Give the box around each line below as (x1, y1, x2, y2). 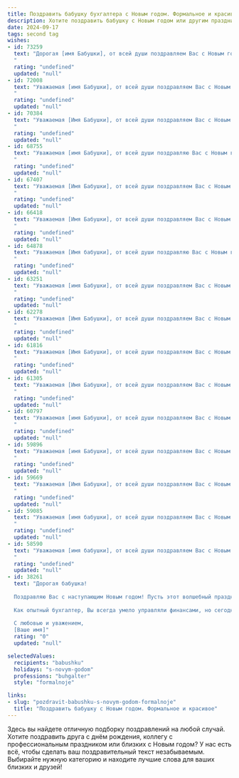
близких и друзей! (7, 762, 63, 771)
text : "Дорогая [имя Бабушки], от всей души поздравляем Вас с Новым (14, 51, 224, 58)
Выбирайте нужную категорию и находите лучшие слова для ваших (7, 754, 215, 763)
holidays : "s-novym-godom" (14, 665, 94, 673)
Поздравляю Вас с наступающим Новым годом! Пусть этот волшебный (14, 593, 212, 601)
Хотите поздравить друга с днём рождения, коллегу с (7, 732, 173, 741)
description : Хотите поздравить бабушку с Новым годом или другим (7, 17, 208, 24)
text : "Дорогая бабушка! (14, 580, 87, 588)
